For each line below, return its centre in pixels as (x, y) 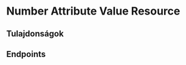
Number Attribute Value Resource (93, 11)
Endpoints (26, 54)
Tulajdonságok (35, 34)
